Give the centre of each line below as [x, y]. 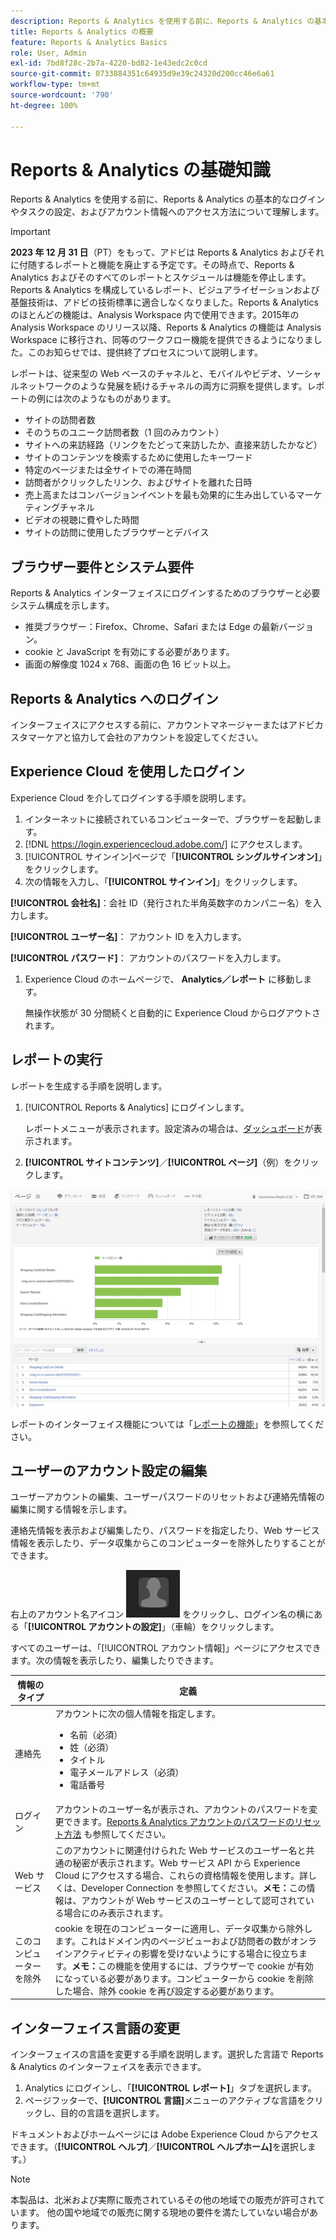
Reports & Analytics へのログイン [114, 698]
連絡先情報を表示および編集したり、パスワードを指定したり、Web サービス [165, 1531]
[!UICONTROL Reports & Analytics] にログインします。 [137, 1107]
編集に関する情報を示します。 [71, 1509]
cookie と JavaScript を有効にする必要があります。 [129, 652]
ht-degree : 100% [44, 105]
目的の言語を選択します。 [112, 2113]
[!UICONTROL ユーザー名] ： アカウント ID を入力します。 [128, 936]
